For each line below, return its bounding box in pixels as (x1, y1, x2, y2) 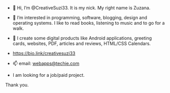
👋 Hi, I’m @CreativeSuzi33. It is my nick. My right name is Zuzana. (12, 5, 151, 11)
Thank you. (5, 82, 29, 88)
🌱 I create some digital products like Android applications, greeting (12, 35, 152, 41)
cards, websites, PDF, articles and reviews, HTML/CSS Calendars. (12, 40, 151, 46)
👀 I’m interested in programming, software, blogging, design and (12, 15, 147, 20)
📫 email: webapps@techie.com (12, 61, 80, 66)
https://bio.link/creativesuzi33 (12, 51, 76, 56)
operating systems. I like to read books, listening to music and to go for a (12, 20, 165, 26)
